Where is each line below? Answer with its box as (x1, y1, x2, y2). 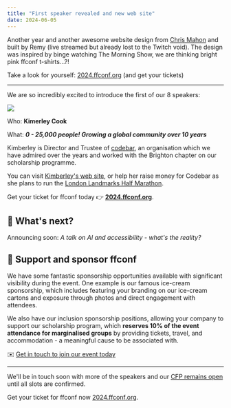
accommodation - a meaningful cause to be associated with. (7, 336, 179, 345)
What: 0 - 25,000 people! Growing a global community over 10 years (7, 130, 207, 139)
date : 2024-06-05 (7, 17, 57, 23)
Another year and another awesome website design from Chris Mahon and (7, 35, 219, 43)
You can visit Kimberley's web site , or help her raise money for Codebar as (7, 172, 219, 180)
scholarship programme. (7, 158, 77, 166)
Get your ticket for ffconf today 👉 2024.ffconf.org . (7, 192, 154, 201)
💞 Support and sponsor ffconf (7, 253, 137, 265)
